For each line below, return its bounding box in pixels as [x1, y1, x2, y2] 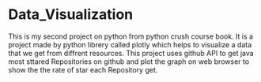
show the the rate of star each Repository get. [8, 65, 158, 74]
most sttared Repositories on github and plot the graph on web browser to [8, 57, 250, 66]
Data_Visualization [8, 6, 134, 24]
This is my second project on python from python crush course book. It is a [8, 32, 254, 41]
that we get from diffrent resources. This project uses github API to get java [8, 48, 255, 58]
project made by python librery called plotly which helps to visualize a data [8, 39, 252, 49]
